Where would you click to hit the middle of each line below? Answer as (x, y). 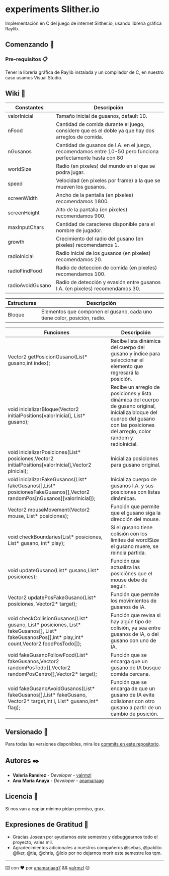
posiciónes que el (131, 574)
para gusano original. (136, 465)
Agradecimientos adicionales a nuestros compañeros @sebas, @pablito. (88, 847)
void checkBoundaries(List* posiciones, (55, 537)
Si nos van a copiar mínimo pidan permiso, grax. (55, 809)
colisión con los (129, 534)
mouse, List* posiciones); (38, 516)
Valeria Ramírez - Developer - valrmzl (52, 775)
